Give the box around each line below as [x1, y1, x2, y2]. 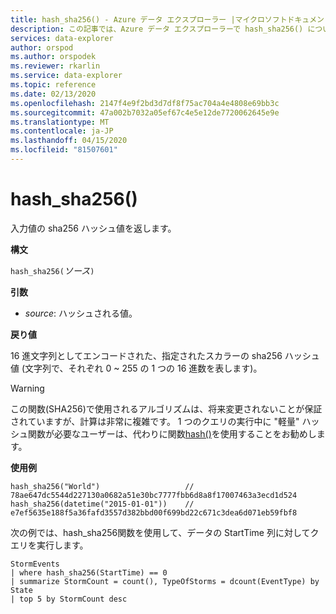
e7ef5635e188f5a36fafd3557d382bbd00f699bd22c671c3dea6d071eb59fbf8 [10, 507, 298, 518]
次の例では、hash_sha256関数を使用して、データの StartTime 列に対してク [10, 526, 320, 538]
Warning [10, 382, 45, 394]
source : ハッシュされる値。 [24, 307, 138, 319]
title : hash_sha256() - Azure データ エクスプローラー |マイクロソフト [10, 14, 288, 25]
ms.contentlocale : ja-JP [10, 126, 114, 136]
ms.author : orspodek [10, 52, 97, 62]
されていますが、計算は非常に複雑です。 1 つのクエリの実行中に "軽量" [10, 415, 300, 427]
